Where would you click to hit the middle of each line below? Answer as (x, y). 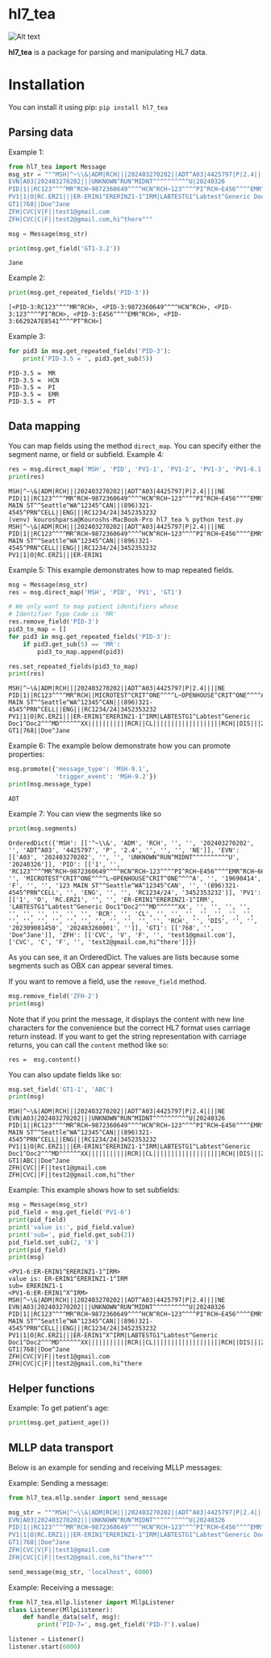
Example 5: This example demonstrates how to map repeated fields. (121, 569)
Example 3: (27, 337)
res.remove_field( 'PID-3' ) (54, 622)
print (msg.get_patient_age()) (59, 1423)
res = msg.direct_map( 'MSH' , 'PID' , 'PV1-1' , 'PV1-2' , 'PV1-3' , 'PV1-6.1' (137, 469)
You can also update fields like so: (65, 1074)
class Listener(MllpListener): (61, 1610)
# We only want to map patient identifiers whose (94, 607)
